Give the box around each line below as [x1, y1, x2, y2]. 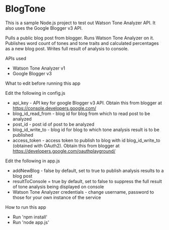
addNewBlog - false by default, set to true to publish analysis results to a [12, 167, 164, 174]
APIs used [5, 55, 27, 61]
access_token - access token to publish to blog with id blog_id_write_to [12, 137, 160, 143]
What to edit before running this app [5, 80, 81, 86]
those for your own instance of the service [12, 194, 101, 200]
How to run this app [5, 204, 46, 210]
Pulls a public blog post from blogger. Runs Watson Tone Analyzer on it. [5, 35, 154, 41]
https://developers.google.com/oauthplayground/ [12, 148, 116, 154]
